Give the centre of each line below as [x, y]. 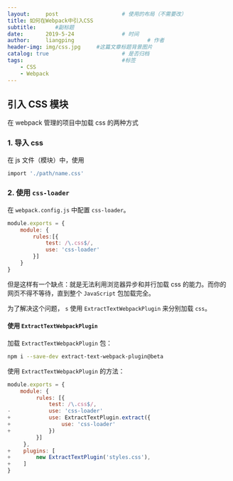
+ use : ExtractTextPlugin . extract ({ [79, 418]
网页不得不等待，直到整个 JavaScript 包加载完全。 [81, 293]
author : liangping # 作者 [86, 41]
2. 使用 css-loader [38, 193]
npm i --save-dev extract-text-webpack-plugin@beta [85, 356]
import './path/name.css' [45, 173]
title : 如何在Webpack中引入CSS [50, 21]
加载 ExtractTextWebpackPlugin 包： [60, 343]
